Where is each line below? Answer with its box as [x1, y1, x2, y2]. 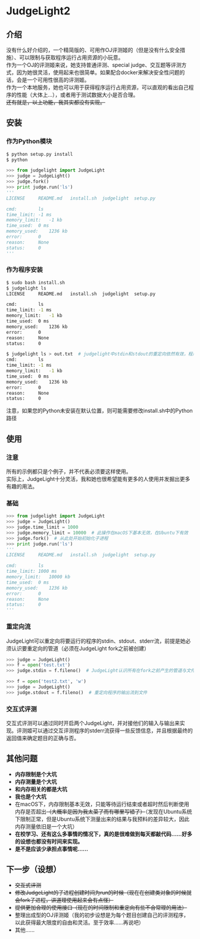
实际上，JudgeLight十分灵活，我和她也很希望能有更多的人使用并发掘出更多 [6, 475, 190, 483]
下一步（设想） [6, 864, 61, 874]
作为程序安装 [6, 266, 43, 274]
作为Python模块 [6, 137, 52, 146]
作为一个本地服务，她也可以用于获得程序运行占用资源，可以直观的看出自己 [6, 84, 189, 91]
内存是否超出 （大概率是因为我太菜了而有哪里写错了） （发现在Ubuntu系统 [14, 808, 192, 815]
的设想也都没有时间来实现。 [14, 837, 83, 845]
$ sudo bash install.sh [6, 280, 65, 286]
